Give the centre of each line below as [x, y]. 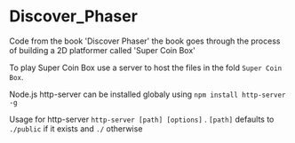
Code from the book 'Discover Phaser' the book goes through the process [145, 41]
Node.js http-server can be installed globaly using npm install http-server [147, 94]
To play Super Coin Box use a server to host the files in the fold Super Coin [146, 68]
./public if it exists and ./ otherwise [76, 128]
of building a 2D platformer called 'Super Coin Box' [102, 50]
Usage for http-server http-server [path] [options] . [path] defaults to [142, 119]
